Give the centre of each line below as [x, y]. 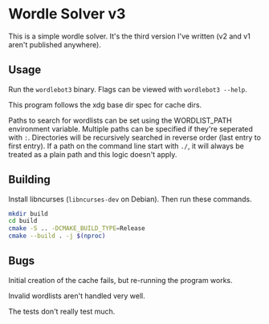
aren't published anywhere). [55, 44]
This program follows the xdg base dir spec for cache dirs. [105, 104]
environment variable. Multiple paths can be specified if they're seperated [130, 128]
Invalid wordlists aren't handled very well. [77, 296]
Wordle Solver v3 [67, 14]
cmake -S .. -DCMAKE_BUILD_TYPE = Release [77, 229]
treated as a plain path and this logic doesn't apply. [93, 154]
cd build [23, 221]
